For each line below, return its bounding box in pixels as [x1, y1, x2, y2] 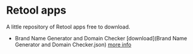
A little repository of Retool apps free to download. [6, 23, 130, 30]
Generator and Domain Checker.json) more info [14, 41, 131, 48]
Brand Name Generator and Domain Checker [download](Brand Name [14, 34, 187, 42]
